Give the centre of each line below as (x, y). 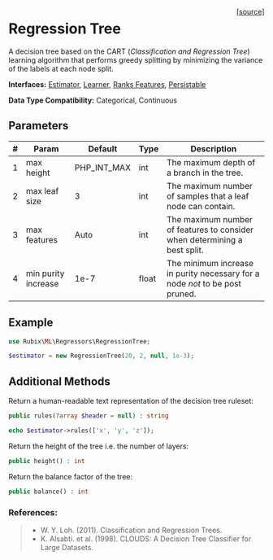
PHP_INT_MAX (103, 168)
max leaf (42, 190)
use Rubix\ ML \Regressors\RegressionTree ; (80, 341)
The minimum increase (210, 263)
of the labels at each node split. (61, 68)
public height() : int (47, 461)
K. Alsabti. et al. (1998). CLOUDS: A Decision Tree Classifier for (146, 538)
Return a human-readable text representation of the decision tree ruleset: (131, 401)
